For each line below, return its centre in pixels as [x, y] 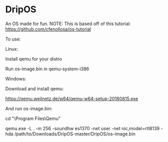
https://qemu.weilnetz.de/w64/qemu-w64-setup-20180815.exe [72, 98]
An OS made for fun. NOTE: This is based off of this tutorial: [68, 24]
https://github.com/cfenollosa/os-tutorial [48, 29]
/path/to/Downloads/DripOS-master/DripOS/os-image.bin [75, 134]
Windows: [16, 78]
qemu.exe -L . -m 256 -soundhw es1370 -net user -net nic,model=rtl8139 [82, 128]
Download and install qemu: [34, 89]
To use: [13, 39]
